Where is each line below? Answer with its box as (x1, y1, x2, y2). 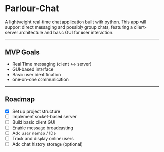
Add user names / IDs (12, 130, 56, 136)
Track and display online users (12, 135, 74, 141)
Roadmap (5, 95, 35, 104)
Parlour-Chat (5, 3, 60, 14)
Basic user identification (12, 71, 61, 77)
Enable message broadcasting (12, 125, 73, 131)
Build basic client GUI (12, 119, 56, 125)
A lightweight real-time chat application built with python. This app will (5, 19, 147, 25)
